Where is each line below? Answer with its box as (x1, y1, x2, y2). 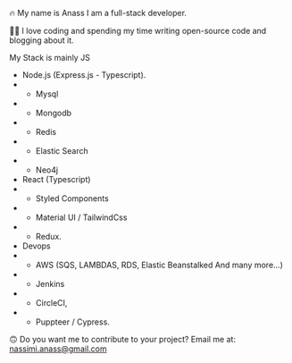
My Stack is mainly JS (9, 53, 91, 63)
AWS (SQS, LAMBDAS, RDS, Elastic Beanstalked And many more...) (35, 259, 283, 270)
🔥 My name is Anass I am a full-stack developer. (9, 8, 188, 18)
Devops (21, 241, 51, 251)
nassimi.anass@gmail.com (9, 343, 107, 354)
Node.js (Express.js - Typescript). (21, 70, 146, 80)
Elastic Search (35, 146, 89, 156)
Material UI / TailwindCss (35, 212, 128, 223)
